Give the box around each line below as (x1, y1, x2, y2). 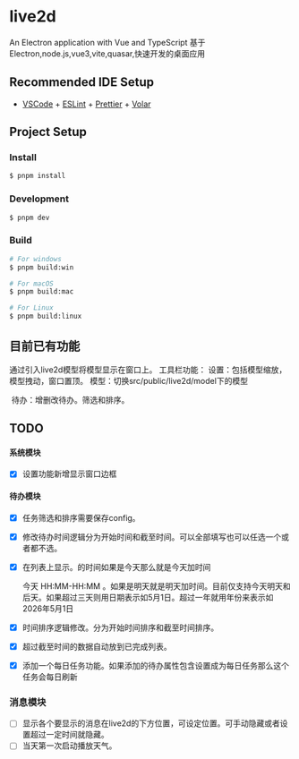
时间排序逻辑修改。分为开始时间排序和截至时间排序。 (21, 622, 219, 633)
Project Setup (9, 124, 88, 140)
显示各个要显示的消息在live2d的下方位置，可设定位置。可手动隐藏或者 (21, 718, 280, 729)
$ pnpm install (9, 172, 66, 181)
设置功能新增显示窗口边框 (21, 468, 117, 480)
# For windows (9, 254, 63, 263)
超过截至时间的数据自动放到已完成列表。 (21, 641, 172, 652)
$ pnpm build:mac (9, 287, 74, 296)
